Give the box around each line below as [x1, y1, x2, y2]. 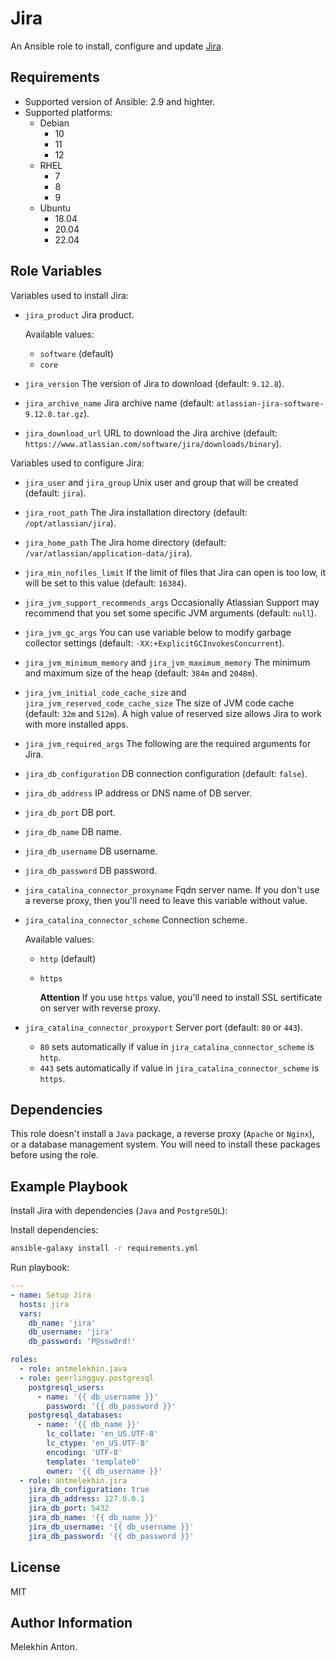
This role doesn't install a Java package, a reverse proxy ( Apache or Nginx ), [10, 1128, 315, 1140]
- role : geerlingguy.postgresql [19, 1373, 155, 1383]
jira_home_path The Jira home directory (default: [24, 536, 227, 548]
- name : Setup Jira [10, 1290, 92, 1300]
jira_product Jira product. [24, 308, 135, 321]
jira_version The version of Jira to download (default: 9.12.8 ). [24, 377, 285, 389]
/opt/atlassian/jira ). [24, 517, 117, 529]
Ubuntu [39, 202, 71, 214]
